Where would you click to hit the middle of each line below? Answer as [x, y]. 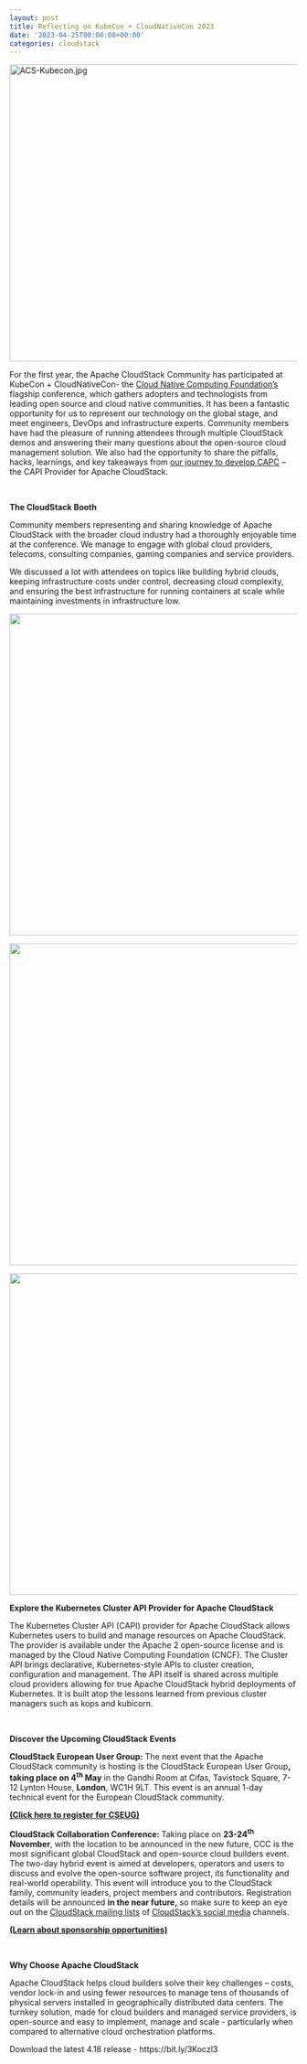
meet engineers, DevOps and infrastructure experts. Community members [149, 423]
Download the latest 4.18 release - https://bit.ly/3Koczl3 [114, 2048]
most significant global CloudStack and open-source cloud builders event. [149, 1854]
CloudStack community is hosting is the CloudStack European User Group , [150, 1767]
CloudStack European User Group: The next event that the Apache [137, 1757]
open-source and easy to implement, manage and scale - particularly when [152, 2021]
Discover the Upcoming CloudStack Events [93, 1739]
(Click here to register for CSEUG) [74, 1814]
